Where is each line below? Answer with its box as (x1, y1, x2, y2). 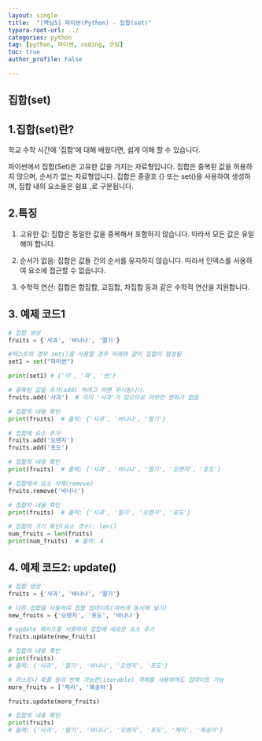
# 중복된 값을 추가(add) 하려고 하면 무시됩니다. (8, 387, 146, 395)
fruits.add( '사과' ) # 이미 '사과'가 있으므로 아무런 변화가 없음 (8, 393, 199, 402)
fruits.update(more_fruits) (8, 698, 101, 706)
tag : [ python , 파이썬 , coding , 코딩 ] (8, 41, 124, 49)
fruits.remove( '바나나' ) (8, 487, 85, 495)
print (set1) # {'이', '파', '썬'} (8, 372, 116, 380)
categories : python (8, 33, 72, 42)
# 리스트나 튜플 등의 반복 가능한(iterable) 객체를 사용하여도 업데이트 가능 (8, 676, 224, 684)
